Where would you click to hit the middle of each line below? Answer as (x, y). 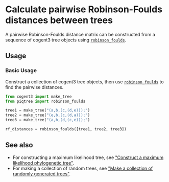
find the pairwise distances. (34, 87)
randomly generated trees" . (41, 174)
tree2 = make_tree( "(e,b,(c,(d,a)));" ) (48, 115)
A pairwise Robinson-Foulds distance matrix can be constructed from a (80, 34)
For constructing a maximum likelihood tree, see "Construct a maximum (88, 157)
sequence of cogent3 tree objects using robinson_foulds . (66, 40)
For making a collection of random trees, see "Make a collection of (83, 168)
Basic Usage (21, 71)
